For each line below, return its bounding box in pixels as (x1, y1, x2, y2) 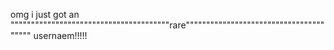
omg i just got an (10, 9, 80, 20)
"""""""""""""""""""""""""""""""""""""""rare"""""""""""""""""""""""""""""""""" (10, 19, 325, 31)
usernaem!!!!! (33, 30, 88, 41)
